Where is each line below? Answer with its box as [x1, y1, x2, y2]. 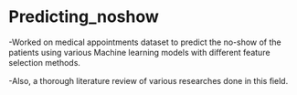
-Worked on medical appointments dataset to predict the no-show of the [8, 37, 282, 47]
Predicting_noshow [8, 6, 159, 27]
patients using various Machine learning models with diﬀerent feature [8, 47, 270, 58]
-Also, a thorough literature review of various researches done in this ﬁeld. [8, 75, 289, 86]
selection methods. [8, 57, 81, 68]
